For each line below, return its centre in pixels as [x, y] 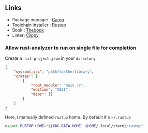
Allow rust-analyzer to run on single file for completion [71, 48]
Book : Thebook [28, 30]
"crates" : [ [26, 76]
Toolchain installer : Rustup [39, 25]
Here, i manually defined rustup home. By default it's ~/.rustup [68, 117]
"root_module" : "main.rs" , [58, 85]
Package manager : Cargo [38, 19]
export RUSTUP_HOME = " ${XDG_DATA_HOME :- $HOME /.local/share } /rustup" [74, 126]
